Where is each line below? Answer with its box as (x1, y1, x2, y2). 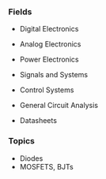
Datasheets (19, 116, 58, 125)
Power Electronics (19, 54, 79, 65)
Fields (8, 6, 32, 17)
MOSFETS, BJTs (19, 162, 74, 171)
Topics (8, 136, 36, 147)
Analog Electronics (19, 39, 81, 49)
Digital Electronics (19, 24, 79, 34)
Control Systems (19, 85, 74, 95)
